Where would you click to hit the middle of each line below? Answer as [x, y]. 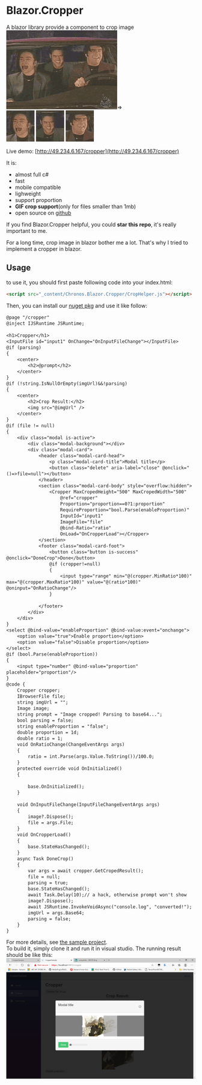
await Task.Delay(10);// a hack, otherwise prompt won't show [107, 895]
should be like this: [29, 954]
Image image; [33, 708]
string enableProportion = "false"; [63, 726]
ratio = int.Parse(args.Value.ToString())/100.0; [91, 756]
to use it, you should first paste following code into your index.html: [90, 282]
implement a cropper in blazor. [44, 249]
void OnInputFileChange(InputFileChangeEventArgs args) [89, 804]
